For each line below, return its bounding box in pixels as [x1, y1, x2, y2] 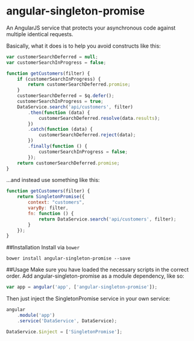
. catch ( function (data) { [28, 127, 93, 133]
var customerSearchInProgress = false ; [6, 59, 107, 66]
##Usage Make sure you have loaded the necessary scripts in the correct [6, 266, 189, 274]
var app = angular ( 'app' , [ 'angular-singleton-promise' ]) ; [6, 284, 158, 290]
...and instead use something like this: [6, 177, 100, 184]
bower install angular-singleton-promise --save [6, 255, 131, 261]
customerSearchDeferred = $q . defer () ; [17, 93, 114, 99]
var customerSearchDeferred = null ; [6, 54, 98, 60]
